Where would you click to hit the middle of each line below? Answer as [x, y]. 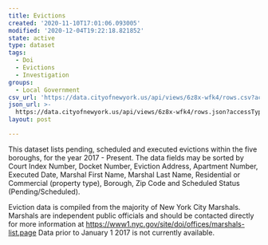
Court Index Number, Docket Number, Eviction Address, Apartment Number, [133, 166]
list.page [23, 232]
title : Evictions [37, 16]
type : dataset [32, 45]
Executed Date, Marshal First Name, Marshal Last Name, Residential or [124, 174]
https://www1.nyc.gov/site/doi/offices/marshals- [165, 223]
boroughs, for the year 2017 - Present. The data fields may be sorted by [126, 157]
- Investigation [42, 75]
